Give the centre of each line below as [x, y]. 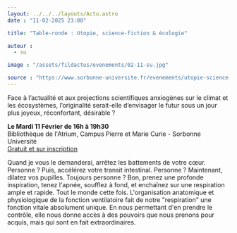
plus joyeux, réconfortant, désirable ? [61, 113]
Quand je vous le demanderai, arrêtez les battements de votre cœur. [107, 162]
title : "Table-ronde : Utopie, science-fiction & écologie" [98, 33]
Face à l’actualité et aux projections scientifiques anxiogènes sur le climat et [118, 97]
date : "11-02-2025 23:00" [47, 20]
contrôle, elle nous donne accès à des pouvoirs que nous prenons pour [111, 215]
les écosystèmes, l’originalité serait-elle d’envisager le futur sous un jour [112, 105]
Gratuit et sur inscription [42, 149]
